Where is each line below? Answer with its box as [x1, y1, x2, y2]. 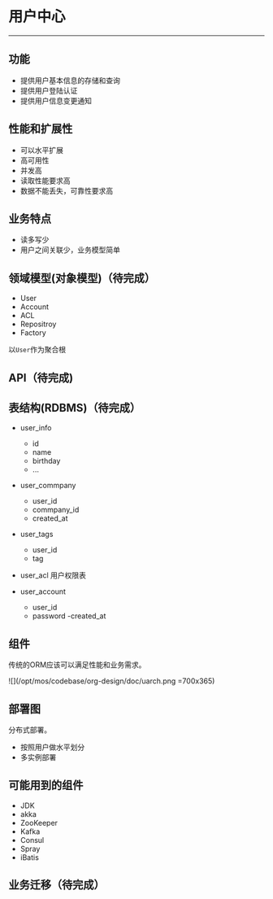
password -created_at [32, 611, 106, 621]
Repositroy [19, 319, 57, 329]
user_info [19, 423, 52, 433]
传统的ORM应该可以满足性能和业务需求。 [8, 660, 146, 670]
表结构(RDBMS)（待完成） [8, 400, 141, 415]
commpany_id [32, 505, 80, 515]
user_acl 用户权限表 [19, 570, 87, 580]
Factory [19, 328, 46, 338]
